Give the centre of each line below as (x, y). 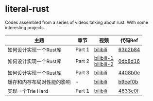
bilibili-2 (104, 64)
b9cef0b (128, 82)
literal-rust (27, 9)
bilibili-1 (104, 58)
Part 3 (83, 72)
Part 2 (83, 61)
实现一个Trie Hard (28, 91)
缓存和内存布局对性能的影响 (39, 82)
